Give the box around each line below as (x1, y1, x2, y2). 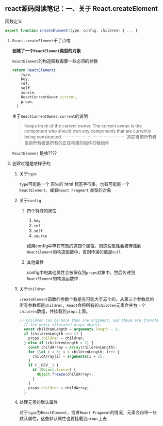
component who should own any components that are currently (24, 128, 151, 134)
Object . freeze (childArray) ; (36, 372, 94, 377)
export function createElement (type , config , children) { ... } (5, 28, 138, 33)
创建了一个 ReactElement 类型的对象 (12, 47, 81, 53)
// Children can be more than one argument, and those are (19, 318, 142, 323)
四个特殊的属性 (26, 207, 57, 213)
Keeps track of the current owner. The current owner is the (24, 123, 142, 128)
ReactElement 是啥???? (12, 150, 57, 156)
